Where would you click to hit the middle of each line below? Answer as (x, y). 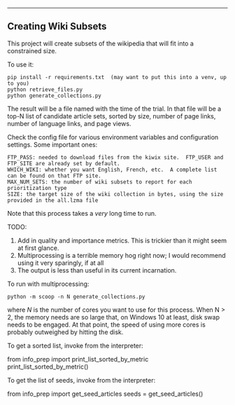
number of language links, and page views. (69, 123)
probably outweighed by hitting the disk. (65, 332)
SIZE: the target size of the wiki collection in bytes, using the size (115, 194)
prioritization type (37, 188)
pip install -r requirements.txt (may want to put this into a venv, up (117, 77)
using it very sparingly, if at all (60, 263)
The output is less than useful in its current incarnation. (97, 270)
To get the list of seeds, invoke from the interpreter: (81, 380)
